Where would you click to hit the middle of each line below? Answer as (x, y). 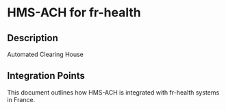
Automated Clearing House (46, 54)
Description (33, 38)
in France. (21, 99)
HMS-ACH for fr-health (74, 13)
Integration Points (46, 76)
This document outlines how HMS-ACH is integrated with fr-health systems (113, 92)
